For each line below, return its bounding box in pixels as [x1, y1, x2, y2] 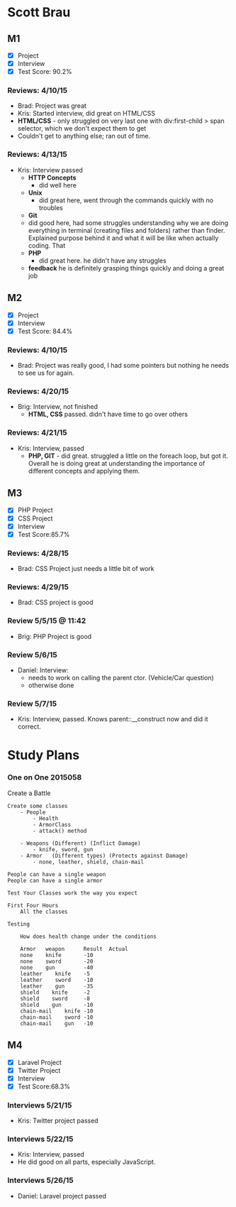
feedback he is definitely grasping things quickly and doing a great [28, 263, 225, 272]
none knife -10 [20, 951, 94, 958]
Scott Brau [7, 4, 71, 21]
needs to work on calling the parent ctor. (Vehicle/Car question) [28, 673, 214, 682]
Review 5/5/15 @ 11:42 [7, 616, 86, 626]
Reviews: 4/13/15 [7, 150, 67, 160]
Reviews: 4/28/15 [7, 548, 69, 558]
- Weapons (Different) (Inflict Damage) [20, 839, 141, 847]
